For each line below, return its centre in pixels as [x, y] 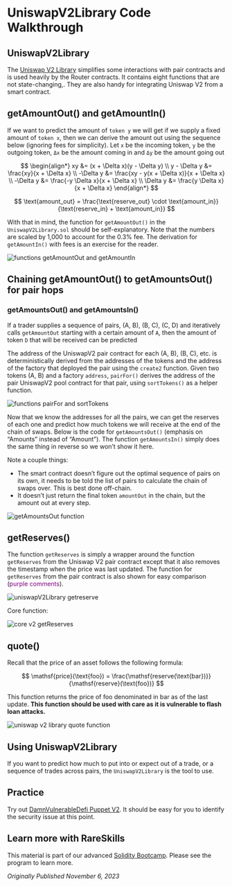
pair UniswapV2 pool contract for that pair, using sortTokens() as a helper [113, 383]
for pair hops [36, 290]
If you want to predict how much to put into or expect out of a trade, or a [110, 763]
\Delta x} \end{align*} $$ [123, 188]
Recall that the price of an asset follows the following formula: [95, 662]
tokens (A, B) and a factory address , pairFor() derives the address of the [111, 375]
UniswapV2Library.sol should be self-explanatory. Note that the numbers [111, 229]
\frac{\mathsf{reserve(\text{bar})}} [161, 676]
